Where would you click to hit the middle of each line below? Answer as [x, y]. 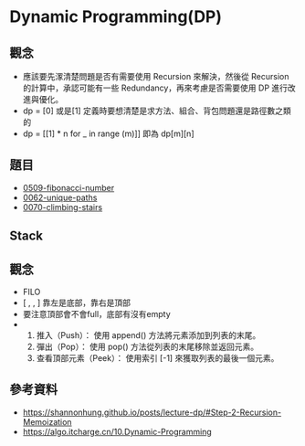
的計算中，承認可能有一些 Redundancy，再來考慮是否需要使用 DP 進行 [155, 88]
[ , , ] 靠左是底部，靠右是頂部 [76, 303]
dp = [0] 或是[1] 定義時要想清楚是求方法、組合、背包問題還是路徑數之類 [157, 111]
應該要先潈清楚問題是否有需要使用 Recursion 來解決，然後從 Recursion [156, 76]
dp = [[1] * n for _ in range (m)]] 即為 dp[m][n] [108, 133]
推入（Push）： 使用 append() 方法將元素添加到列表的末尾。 [148, 335]
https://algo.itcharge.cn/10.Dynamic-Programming [117, 431]
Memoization [47, 421]
